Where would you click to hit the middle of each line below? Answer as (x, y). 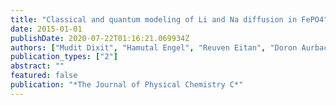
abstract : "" (37, 66)
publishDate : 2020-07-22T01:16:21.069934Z (100, 38)
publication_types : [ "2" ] (64, 57)
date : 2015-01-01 (46, 29)
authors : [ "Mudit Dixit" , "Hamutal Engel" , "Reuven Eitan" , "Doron (154, 47)
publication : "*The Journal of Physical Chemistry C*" (127, 85)
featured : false (44, 76)
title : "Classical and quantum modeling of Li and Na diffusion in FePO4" (169, 19)
